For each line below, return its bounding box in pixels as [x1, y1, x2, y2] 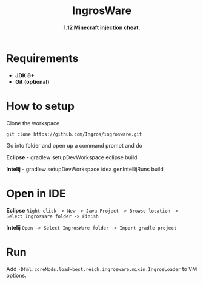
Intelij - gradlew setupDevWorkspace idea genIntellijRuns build [6, 165, 164, 173]
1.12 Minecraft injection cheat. [63, 24, 141, 31]
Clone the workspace [6, 119, 60, 126]
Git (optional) [15, 78, 50, 85]
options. [6, 272, 27, 279]
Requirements [6, 52, 79, 66]
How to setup [6, 100, 75, 113]
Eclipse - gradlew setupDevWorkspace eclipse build [6, 153, 138, 161]
